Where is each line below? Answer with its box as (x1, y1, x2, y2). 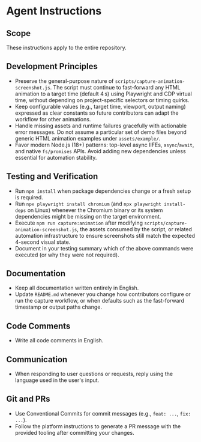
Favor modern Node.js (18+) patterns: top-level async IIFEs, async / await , (14, 141, 194, 148)
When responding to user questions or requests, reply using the (14, 371, 173, 378)
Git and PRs (6, 394, 50, 404)
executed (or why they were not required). (14, 251, 120, 258)
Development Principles (6, 61, 98, 71)
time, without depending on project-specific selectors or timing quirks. (14, 96, 190, 103)
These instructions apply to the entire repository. (6, 44, 127, 51)
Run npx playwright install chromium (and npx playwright (14, 200, 162, 207)
